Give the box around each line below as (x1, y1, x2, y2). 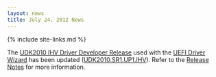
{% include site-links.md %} (7, 35, 87, 43)
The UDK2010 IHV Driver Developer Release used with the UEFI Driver (7, 48, 206, 57)
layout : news (7, 10, 45, 17)
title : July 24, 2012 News (7, 16, 84, 23)
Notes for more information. (7, 63, 86, 71)
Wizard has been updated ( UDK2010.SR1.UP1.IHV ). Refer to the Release (7, 55, 209, 63)
